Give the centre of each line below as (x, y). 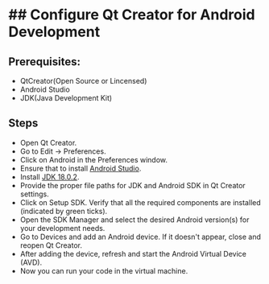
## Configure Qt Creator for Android (132, 15)
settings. (35, 194)
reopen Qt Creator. (51, 245)
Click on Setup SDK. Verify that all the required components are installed (140, 202)
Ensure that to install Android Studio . (81, 168)
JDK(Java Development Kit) (66, 98)
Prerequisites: (44, 62)
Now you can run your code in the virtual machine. (104, 270)
